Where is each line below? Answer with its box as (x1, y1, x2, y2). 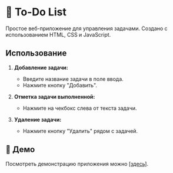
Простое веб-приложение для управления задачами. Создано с (5, 25, 168, 32)
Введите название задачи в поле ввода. (22, 75, 124, 82)
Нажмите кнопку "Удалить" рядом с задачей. (22, 127, 138, 135)
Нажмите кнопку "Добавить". (22, 81, 98, 89)
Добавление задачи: (14, 64, 68, 71)
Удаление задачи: (14, 116, 62, 123)
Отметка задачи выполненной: (14, 93, 95, 100)
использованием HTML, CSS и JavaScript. (5, 31, 111, 38)
